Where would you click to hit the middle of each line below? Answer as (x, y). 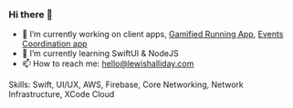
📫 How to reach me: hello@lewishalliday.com (108, 64)
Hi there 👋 (31, 15)
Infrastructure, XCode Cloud (62, 94)
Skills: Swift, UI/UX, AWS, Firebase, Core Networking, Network (126, 84)
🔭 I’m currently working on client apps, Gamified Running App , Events (152, 34)
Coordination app (54, 44)
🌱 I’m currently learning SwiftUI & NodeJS (100, 54)
